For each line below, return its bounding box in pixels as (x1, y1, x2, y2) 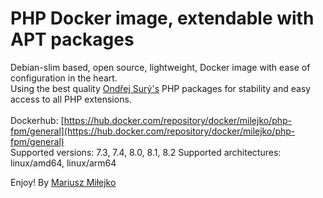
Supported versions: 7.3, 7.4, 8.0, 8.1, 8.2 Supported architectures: (10, 146, 282, 158)
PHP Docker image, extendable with (10, 7, 315, 30)
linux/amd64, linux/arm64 (10, 157, 117, 169)
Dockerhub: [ (10, 114, 65, 126)
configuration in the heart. (10, 72, 118, 84)
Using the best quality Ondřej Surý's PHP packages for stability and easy (10, 82, 312, 94)
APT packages (10, 28, 135, 51)
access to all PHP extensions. (10, 93, 132, 105)
